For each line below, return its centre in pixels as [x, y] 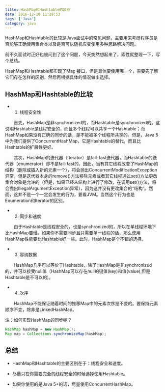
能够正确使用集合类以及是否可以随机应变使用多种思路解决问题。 [74, 44]
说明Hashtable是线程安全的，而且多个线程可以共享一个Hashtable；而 [75, 129]
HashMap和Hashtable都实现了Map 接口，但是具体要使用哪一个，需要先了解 [82, 71]
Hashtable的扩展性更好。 [30, 147]
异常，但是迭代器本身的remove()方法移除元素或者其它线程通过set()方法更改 [81, 176]
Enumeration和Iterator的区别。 [36, 201]
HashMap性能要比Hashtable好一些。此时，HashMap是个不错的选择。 [76, 239]
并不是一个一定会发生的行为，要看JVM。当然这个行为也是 [76, 195]
